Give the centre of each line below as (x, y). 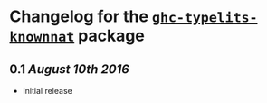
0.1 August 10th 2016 (69, 69)
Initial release (47, 91)
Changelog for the (79, 17)
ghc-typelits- (205, 18)
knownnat (42, 37)
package (111, 36)
